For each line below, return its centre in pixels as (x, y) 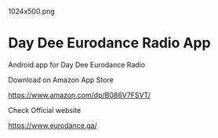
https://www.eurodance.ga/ (53, 125)
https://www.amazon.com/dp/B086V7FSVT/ (80, 95)
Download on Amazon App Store (61, 80)
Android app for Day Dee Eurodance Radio (77, 64)
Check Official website (45, 110)
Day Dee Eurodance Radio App (109, 43)
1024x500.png (31, 11)
